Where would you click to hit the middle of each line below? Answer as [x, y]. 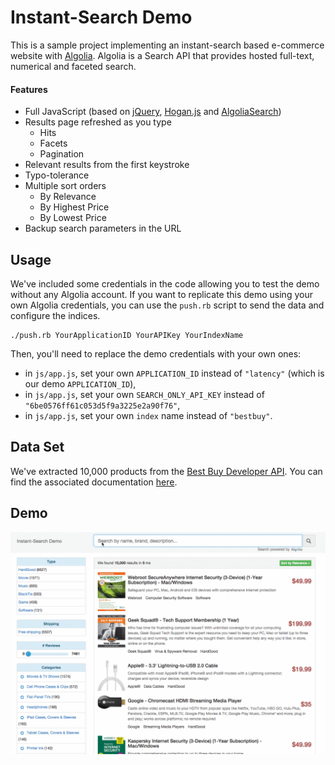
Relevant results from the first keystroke [107, 165]
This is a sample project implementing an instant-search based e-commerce [167, 45]
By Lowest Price [73, 218]
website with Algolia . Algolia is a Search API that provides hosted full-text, [162, 55]
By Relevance [68, 197]
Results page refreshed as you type [98, 122]
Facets [53, 143]
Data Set [37, 447]
